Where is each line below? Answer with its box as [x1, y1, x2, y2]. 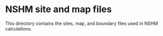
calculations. [5, 25, 32, 31]
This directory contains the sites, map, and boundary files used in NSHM [5, 20, 158, 26]
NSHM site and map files [5, 4, 112, 15]
